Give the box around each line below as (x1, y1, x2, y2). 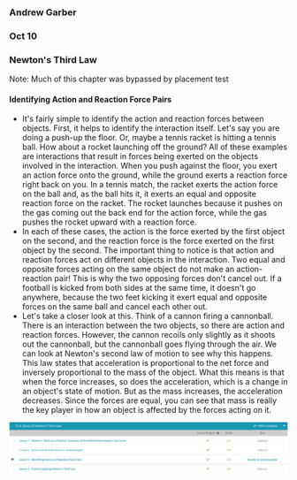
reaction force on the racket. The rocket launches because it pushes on (21, 198, 283, 209)
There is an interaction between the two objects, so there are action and (21, 320, 286, 331)
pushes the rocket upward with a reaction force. (21, 217, 197, 227)
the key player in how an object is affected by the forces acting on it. (21, 405, 272, 415)
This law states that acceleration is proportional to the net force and (21, 358, 270, 369)
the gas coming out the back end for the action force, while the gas (21, 208, 268, 218)
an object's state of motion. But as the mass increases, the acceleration (21, 386, 283, 397)
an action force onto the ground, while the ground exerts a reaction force (21, 170, 288, 180)
